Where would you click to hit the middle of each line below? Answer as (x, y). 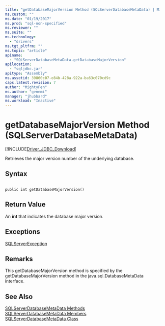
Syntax (16, 174)
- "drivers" (22, 42)
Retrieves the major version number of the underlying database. (70, 159)
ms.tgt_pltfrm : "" (24, 46)
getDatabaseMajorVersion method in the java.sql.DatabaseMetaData (74, 276)
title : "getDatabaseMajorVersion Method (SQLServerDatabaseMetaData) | (80, 10)
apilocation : (18, 64)
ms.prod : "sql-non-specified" (36, 23)
